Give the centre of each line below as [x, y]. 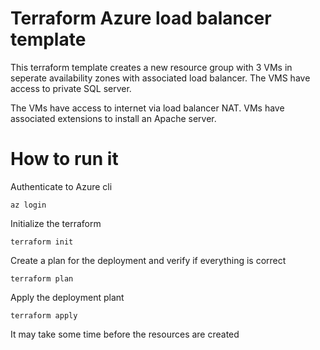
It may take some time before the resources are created [125, 334]
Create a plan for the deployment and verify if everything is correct [148, 260]
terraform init [42, 242]
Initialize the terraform [56, 223]
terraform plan [42, 278]
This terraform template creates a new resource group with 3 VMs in [151, 67]
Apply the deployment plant [67, 297]
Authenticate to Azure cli [61, 186]
